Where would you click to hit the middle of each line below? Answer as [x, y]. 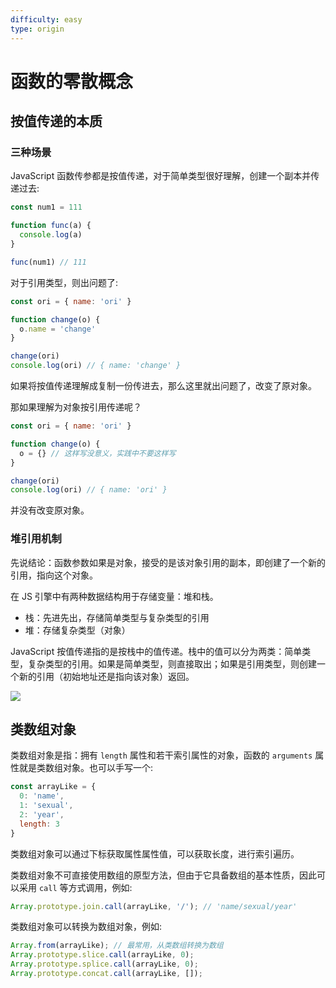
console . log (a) [51, 235]
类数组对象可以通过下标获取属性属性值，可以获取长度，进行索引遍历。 [155, 853]
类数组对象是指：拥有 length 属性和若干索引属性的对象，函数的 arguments [161, 755]
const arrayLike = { [53, 787]
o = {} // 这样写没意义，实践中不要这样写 [98, 453]
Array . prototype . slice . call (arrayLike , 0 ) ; [102, 955]
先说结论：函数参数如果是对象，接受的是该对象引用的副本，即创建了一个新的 [168, 562]
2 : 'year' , [42, 814]
